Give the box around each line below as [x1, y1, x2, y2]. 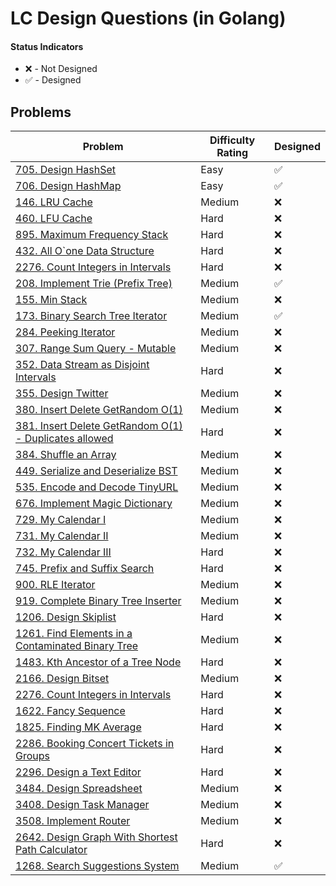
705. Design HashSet [15, 163, 117, 177]
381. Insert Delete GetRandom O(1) [15, 419, 183, 433]
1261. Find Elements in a [15, 627, 133, 641]
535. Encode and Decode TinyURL [15, 480, 179, 494]
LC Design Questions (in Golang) [10, 7, 287, 30]
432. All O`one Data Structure [15, 244, 155, 258]
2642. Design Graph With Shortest [15, 830, 178, 844]
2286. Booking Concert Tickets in [15, 737, 175, 751]
